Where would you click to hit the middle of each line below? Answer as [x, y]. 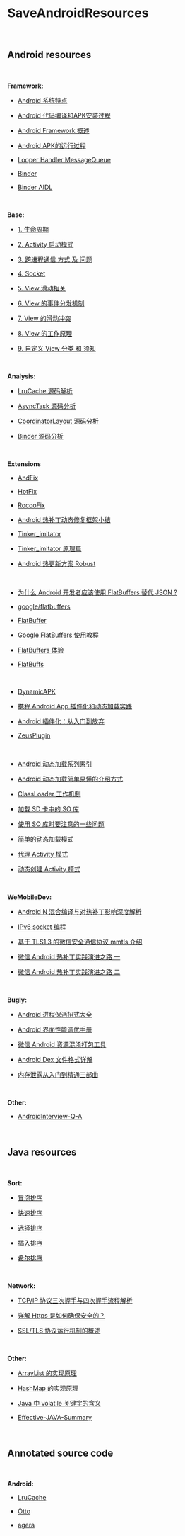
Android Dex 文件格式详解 [55, 1059]
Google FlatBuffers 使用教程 [58, 635]
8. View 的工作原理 [45, 333]
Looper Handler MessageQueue [64, 159]
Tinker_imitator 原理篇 [49, 548]
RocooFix [31, 505]
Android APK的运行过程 [52, 145]
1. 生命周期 [33, 229]
